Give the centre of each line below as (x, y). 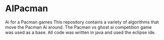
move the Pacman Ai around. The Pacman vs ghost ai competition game (79, 27)
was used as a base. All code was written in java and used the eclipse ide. (81, 32)
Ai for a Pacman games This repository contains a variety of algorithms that (82, 22)
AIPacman (27, 9)
